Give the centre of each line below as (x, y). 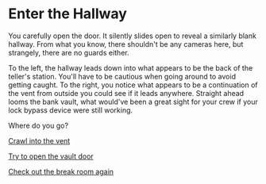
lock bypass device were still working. (71, 110)
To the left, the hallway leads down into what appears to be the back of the (131, 67)
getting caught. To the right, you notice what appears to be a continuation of (133, 85)
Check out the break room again (61, 171)
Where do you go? (39, 125)
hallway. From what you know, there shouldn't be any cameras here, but (126, 44)
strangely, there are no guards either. (69, 52)
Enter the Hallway (67, 14)
